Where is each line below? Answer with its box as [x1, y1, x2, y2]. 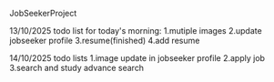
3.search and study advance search [9, 63, 144, 73]
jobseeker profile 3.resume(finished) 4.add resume [9, 36, 200, 46]
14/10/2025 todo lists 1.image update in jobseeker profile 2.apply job [9, 53, 266, 63]
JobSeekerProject [9, 8, 77, 18]
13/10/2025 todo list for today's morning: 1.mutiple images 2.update [9, 26, 262, 36]
